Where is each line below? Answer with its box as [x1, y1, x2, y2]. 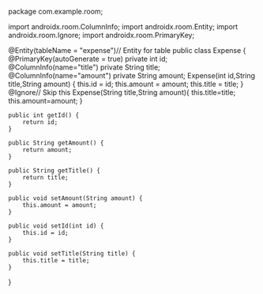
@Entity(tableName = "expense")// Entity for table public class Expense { [8, 46, 246, 55]
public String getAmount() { [8, 139, 104, 147]
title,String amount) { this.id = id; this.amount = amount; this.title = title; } [8, 79, 244, 89]
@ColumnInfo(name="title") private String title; [8, 62, 160, 72]
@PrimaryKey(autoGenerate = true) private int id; [8, 55, 168, 63]
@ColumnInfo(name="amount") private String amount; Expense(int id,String [8, 71, 255, 80]
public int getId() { [8, 111, 80, 119]
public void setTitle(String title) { [8, 250, 136, 258]
